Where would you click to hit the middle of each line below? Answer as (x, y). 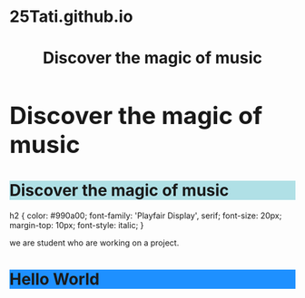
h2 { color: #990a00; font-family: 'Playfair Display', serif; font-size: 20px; (146, 216)
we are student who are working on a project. (94, 243)
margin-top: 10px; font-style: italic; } (77, 226)
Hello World (54, 279)
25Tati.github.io (71, 17)
